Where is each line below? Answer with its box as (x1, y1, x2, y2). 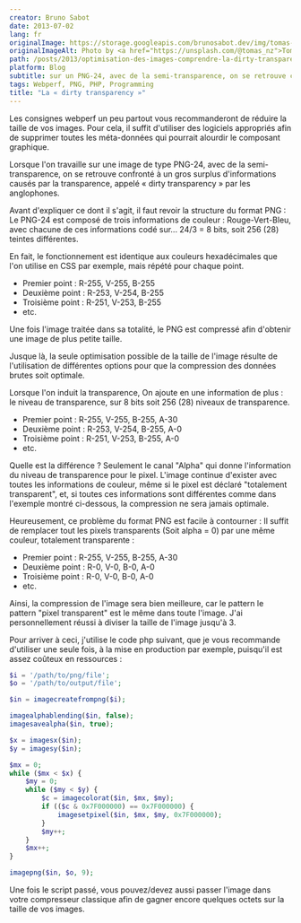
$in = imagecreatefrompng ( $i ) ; (9, 695, 126, 704)
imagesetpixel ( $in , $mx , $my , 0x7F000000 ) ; (56, 810, 222, 819)
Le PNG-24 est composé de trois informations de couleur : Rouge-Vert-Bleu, (9, 214, 291, 225)
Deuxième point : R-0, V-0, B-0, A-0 (21, 562, 155, 572)
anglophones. (9, 187, 60, 198)
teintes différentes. (9, 233, 79, 244)
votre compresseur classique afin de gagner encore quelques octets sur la (9, 894, 285, 904)
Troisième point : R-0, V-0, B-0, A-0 (21, 570, 154, 581)
